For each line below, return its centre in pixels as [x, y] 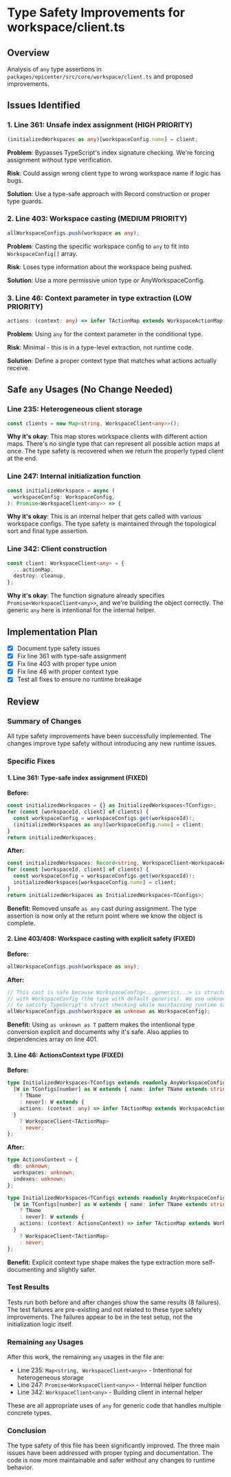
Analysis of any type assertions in [54, 69]
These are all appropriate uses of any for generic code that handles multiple [114, 1405]
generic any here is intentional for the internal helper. [81, 610]
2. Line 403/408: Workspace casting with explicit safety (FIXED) [101, 939]
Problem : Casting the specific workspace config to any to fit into [98, 246]
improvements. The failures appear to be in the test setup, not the [100, 1317]
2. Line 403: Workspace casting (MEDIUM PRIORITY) [97, 219]
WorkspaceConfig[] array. [42, 253]
